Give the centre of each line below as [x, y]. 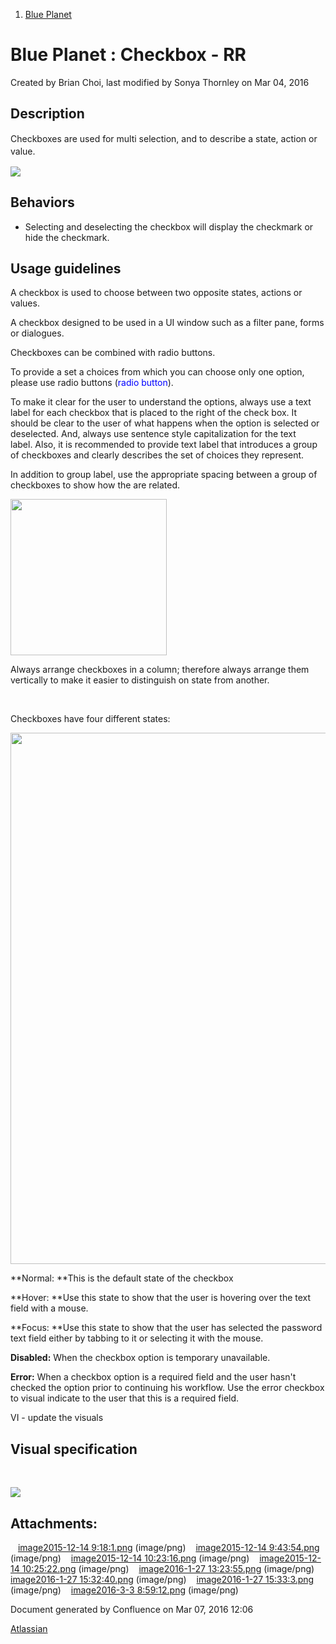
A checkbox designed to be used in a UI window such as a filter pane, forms [167, 323]
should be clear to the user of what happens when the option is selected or [165, 423]
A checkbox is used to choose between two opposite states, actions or [156, 293]
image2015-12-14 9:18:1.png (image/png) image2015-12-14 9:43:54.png [168, 1547]
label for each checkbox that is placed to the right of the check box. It [154, 413]
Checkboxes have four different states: [90, 719]
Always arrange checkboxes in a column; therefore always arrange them [160, 670]
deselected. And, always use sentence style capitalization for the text [153, 434]
